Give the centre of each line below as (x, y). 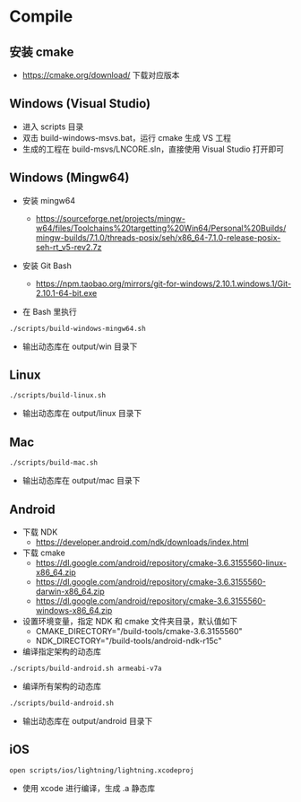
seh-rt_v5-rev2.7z (69, 247)
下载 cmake (43, 553)
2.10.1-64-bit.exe (66, 292)
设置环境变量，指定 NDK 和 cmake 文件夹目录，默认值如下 (130, 622)
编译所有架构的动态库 (61, 686)
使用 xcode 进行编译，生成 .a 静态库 (88, 788)
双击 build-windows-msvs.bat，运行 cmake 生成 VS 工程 (126, 137)
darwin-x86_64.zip (70, 592)
